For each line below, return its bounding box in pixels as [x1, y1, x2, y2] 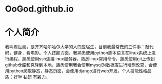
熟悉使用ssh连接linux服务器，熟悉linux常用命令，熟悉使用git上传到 [21, 56, 155, 62]
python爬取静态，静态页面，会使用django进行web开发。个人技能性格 [9, 68, 147, 74]
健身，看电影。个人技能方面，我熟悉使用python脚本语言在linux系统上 [13, 50, 152, 56]
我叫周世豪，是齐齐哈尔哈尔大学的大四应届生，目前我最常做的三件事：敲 [5, 44, 149, 50]
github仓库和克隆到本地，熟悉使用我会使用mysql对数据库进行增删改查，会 [5, 62, 153, 68]
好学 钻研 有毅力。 [13, 74, 50, 80]
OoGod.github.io [5, 3, 74, 14]
